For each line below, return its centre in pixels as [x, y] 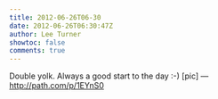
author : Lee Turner [45, 34]
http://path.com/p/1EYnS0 [57, 86]
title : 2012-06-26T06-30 [55, 17]
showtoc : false [37, 42]
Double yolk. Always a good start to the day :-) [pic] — [109, 76]
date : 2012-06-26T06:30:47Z [61, 26]
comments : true [37, 51]
